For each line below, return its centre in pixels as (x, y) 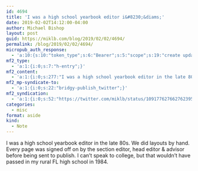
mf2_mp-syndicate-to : (33, 83)
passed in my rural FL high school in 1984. (57, 162)
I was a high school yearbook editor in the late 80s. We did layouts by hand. (98, 143)
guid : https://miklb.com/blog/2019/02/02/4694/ (66, 39)
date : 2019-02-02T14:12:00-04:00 (47, 22)
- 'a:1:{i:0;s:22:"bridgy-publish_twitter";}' (70, 88)
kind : (13, 121)
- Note (19, 126)
